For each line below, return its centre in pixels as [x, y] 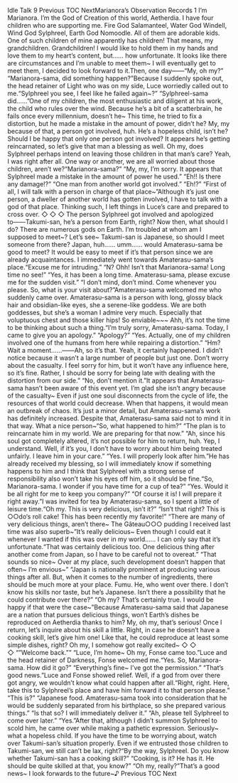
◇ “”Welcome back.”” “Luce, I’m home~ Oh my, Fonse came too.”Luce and [117, 652]
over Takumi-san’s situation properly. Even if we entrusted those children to [118, 743]
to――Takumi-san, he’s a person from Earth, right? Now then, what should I [118, 222]
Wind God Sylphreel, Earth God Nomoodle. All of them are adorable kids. [114, 33]
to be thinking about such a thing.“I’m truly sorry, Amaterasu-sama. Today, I [118, 327]
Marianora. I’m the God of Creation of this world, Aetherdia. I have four [110, 18]
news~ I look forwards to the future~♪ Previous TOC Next [92, 773]
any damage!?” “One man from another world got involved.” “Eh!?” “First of [117, 184]
